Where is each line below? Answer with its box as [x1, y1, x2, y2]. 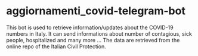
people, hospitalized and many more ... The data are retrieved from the [6, 36, 180, 43]
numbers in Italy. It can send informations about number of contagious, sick [6, 30, 192, 37]
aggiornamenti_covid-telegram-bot [6, 4, 186, 18]
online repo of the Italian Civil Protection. [6, 43, 106, 50]
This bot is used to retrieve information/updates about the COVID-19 [6, 24, 174, 31]
